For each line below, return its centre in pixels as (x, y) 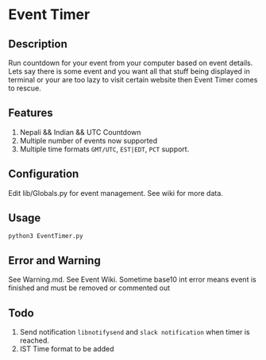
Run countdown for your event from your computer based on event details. (131, 63)
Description (38, 44)
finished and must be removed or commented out (89, 288)
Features (31, 113)
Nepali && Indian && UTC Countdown (80, 132)
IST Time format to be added (67, 349)
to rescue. (25, 88)
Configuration (44, 174)
